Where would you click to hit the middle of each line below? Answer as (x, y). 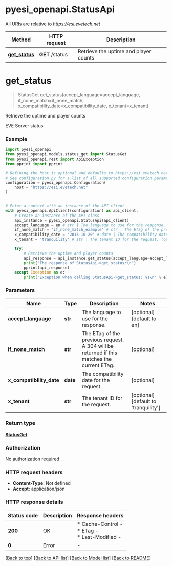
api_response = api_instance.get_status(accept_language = (87, 258)
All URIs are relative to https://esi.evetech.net (53, 24)
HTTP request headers (34, 472)
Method (21, 40)
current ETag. (98, 365)
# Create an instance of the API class (57, 216)
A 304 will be (98, 346)
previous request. (103, 340)
